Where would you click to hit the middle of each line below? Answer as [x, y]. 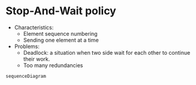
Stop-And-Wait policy [61, 11]
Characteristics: [34, 27]
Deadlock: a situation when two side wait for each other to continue [107, 52]
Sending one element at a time [61, 40]
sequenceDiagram [26, 76]
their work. [37, 59]
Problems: [27, 46]
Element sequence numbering [60, 33]
